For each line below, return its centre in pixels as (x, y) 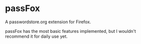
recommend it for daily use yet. (36, 36)
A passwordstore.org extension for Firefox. (48, 22)
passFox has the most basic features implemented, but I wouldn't (70, 31)
